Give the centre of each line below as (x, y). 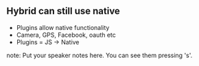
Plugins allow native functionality (63, 27)
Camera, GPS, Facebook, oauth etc (66, 35)
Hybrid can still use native (63, 11)
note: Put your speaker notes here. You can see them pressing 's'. (99, 55)
